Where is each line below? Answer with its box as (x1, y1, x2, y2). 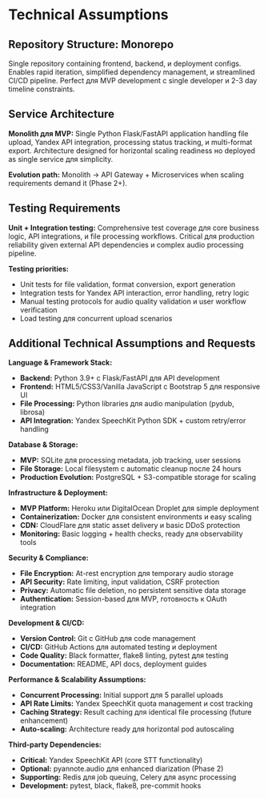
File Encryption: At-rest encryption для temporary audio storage (19, 569, 234, 578)
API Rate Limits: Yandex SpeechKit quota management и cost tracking (19, 699, 254, 708)
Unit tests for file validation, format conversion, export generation (19, 279, 236, 289)
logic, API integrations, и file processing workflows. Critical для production (8, 231, 254, 241)
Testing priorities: (8, 264, 70, 273)
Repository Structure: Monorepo (8, 38, 174, 51)
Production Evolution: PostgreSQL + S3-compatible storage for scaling (19, 473, 257, 482)
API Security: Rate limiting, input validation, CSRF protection (19, 577, 220, 586)
